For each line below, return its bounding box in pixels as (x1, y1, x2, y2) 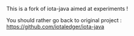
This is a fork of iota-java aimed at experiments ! (6, 5, 128, 12)
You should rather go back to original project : (6, 17, 122, 23)
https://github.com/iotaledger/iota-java (6, 23, 105, 30)
